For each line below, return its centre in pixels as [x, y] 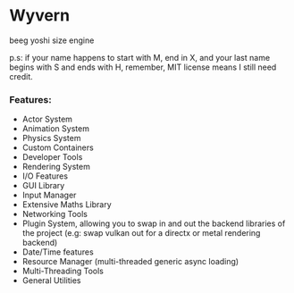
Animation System [55, 129]
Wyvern [39, 16]
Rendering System [56, 167]
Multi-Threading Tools [63, 271]
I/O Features [45, 176]
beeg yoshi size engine [52, 40]
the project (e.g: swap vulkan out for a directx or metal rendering [141, 233]
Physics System [51, 138]
